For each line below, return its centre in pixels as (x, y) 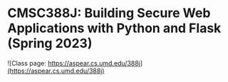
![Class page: (27, 63)
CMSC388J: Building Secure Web (109, 13)
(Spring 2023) (50, 43)
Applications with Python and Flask (114, 28)
